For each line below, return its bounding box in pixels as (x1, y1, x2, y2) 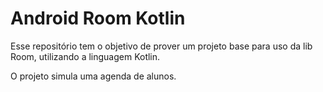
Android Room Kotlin (10, 7, 186, 30)
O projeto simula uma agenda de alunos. (10, 70, 177, 82)
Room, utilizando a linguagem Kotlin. (10, 50, 161, 62)
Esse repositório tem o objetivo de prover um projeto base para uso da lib (10, 40, 313, 52)
